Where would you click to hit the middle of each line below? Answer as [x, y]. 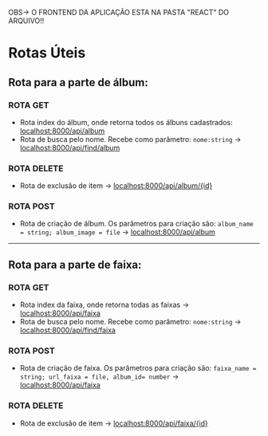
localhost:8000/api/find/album [70, 147]
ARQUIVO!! [26, 21]
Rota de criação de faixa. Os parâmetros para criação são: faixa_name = [138, 368]
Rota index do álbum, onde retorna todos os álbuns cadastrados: [126, 122]
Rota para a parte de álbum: [79, 82]
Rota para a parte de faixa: [75, 264]
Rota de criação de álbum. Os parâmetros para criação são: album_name [136, 224]
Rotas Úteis [47, 53]
